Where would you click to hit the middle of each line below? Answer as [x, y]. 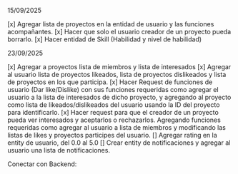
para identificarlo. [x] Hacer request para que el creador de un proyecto [113, 112]
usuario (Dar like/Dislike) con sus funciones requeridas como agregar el [113, 89]
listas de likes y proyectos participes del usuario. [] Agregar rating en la [113, 135]
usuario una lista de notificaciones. [59, 150]
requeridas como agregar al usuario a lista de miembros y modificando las [117, 127]
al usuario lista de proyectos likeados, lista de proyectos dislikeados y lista [117, 75]
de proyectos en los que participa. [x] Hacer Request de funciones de [110, 82]
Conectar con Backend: [42, 164]
